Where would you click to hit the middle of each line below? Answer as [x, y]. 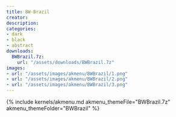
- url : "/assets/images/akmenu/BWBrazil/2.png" [67, 79]
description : [23, 23]
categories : [21, 29]
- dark [14, 34]
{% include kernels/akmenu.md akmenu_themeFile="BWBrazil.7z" [88, 102]
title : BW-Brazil [28, 12]
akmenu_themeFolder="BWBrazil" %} [53, 108]
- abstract [20, 46]
